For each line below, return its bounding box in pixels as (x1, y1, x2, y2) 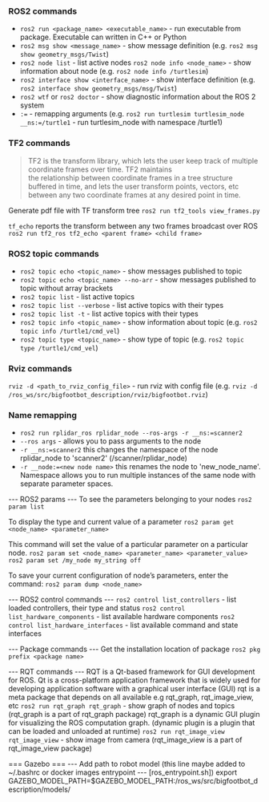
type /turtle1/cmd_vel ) (19, 342, 98, 352)
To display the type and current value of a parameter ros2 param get (8, 517, 235, 527)
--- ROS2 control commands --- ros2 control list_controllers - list (8, 595, 237, 605)
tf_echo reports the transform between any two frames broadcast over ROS (8, 221, 259, 230)
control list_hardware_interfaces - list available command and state (8, 620, 239, 630)
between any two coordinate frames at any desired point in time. (27, 190, 242, 200)
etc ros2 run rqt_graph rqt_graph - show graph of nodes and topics (8, 701, 235, 711)
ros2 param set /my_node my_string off (8, 557, 142, 565)
